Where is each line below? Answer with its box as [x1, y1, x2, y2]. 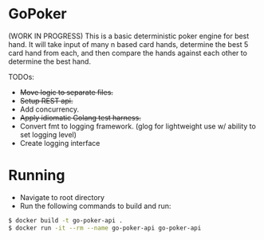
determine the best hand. [8, 57, 92, 66]
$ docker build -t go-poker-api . [8, 216, 124, 224]
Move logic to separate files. [19, 87, 114, 96]
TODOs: [8, 72, 34, 81]
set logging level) [19, 129, 77, 140]
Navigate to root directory [19, 192, 105, 202]
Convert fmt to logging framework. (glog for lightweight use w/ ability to [19, 121, 257, 131]
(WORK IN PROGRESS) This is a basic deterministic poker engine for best [8, 31, 250, 41]
